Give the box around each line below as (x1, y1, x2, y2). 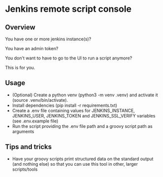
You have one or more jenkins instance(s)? (5, 36, 92, 42)
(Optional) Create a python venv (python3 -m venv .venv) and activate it (12, 92, 158, 98)
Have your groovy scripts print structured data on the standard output (12, 156, 154, 162)
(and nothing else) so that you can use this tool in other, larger (12, 161, 138, 167)
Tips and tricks (5, 143, 52, 151)
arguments (12, 128, 34, 134)
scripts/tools (12, 166, 38, 172)
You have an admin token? (5, 46, 58, 51)
